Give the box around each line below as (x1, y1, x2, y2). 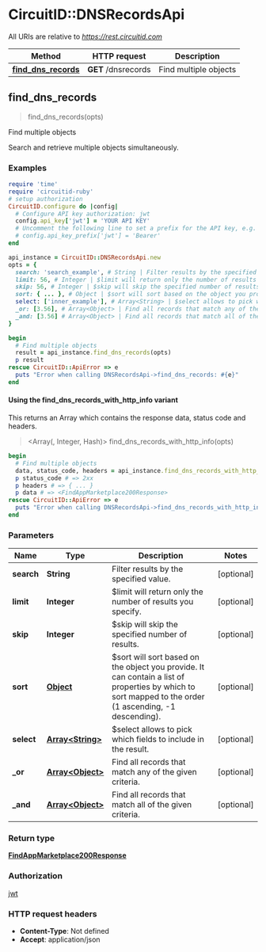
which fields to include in (112, 734, 204, 745)
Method (30, 50, 62, 61)
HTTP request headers (8, 908, 97, 920)
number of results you (112, 596, 194, 607)
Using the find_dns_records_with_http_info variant (8, 395, 178, 405)
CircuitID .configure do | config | (8, 202, 119, 211)
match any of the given (112, 767, 197, 778)
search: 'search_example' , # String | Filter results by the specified (15, 268, 257, 276)
